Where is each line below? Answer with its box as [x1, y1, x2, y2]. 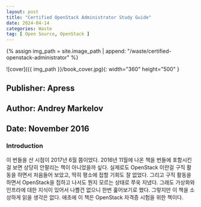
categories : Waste [6, 25, 52, 32]
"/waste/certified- [127, 47, 172, 55]
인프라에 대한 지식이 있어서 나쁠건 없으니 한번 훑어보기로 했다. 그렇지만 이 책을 [6, 186, 189, 193]
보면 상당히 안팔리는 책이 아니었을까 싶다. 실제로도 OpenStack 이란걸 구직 [12, 163, 185, 171]
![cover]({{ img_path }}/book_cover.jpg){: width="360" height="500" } [6, 65, 180, 73]
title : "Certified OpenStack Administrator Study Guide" [6, 14, 152, 20]
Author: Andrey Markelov [6, 103, 104, 113]
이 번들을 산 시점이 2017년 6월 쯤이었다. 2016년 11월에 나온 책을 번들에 [6, 156, 172, 163]
